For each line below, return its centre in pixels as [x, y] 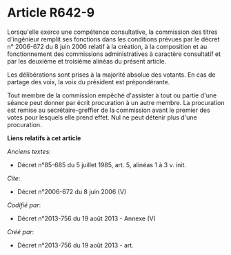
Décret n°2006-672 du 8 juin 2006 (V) [72, 191]
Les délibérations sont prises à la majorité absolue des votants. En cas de [111, 75]
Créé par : [21, 232]
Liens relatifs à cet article [44, 138]
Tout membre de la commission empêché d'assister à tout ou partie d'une [112, 95]
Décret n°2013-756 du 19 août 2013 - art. [76, 245]
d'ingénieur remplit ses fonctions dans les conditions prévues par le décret [113, 39]
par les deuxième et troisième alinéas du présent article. [87, 61]
